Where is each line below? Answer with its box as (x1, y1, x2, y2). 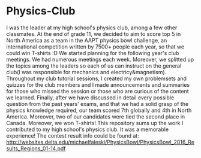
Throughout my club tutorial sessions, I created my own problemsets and (6, 75, 187, 82)
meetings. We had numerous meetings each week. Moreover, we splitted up (6, 56, 194, 63)
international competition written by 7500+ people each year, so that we (6, 43, 185, 50)
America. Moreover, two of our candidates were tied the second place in (6, 113, 185, 120)
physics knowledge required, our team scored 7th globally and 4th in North (6, 107, 192, 114)
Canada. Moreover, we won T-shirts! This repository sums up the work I (6, 119, 184, 126)
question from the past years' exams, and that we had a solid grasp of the (6, 100, 189, 107)
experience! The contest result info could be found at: (6, 132, 139, 139)
